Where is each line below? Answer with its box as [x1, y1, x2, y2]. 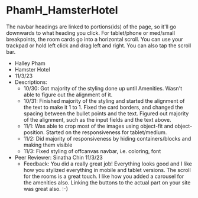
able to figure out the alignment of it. [23, 91, 113, 98]
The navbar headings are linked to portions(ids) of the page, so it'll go [6, 23, 176, 30]
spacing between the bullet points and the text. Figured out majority [23, 110, 189, 117]
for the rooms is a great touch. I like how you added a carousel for [23, 173, 184, 180]
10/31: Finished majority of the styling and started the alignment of [23, 97, 185, 104]
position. [23, 128, 46, 136]
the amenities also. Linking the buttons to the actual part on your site [23, 178, 191, 186]
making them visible [23, 141, 73, 148]
